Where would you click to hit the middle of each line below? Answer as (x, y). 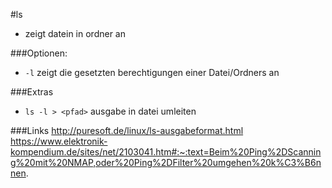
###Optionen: (39, 53)
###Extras (32, 92)
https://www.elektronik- (59, 141)
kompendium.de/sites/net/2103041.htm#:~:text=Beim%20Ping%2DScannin (166, 152)
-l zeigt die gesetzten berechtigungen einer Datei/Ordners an (152, 72)
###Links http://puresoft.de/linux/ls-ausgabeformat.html (127, 130)
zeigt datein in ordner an (75, 33)
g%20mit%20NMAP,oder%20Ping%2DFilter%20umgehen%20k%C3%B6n (166, 162)
